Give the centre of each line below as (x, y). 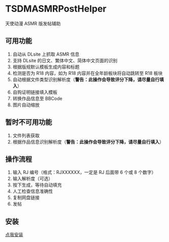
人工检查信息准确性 (33, 191)
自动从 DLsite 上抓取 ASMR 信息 (46, 54)
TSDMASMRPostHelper (56, 9)
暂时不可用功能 (29, 122)
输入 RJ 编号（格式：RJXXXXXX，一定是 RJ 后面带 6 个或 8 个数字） (84, 172)
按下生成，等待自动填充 (37, 185)
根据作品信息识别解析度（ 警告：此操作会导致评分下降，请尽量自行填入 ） (88, 142)
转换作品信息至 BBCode (37, 98)
